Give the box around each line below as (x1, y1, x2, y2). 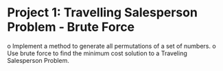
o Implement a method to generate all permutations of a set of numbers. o (7, 42, 216, 50)
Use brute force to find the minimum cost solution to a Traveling (7, 49, 187, 57)
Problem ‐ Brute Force (7, 19, 135, 35)
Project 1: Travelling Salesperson (7, 5, 198, 20)
